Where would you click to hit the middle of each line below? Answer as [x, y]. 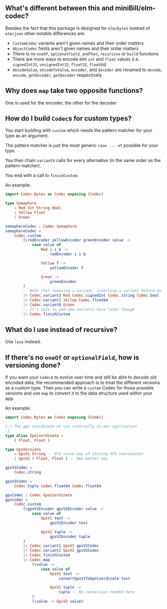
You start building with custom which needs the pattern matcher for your [79, 130]
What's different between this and [59, 8]
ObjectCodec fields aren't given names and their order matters [75, 48]
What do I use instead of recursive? [61, 329]
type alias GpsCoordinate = [34, 435]
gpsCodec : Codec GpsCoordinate [39, 495]
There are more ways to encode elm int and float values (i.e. [76, 59]
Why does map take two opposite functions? [74, 91]
